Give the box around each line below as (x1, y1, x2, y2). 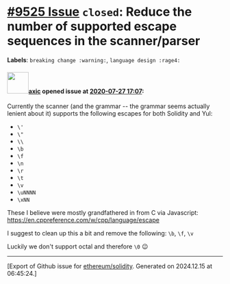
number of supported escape (7, 18, 177, 34)
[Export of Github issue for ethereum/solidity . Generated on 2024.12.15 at (7, 262, 213, 270)
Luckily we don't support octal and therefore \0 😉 (7, 242, 149, 250)
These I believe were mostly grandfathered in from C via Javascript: (7, 209, 199, 217)
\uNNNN (16, 190, 36, 196)
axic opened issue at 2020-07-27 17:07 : (28, 87, 144, 95)
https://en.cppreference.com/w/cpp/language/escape (7, 216, 159, 224)
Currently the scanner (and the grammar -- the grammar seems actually (7, 102, 210, 110)
